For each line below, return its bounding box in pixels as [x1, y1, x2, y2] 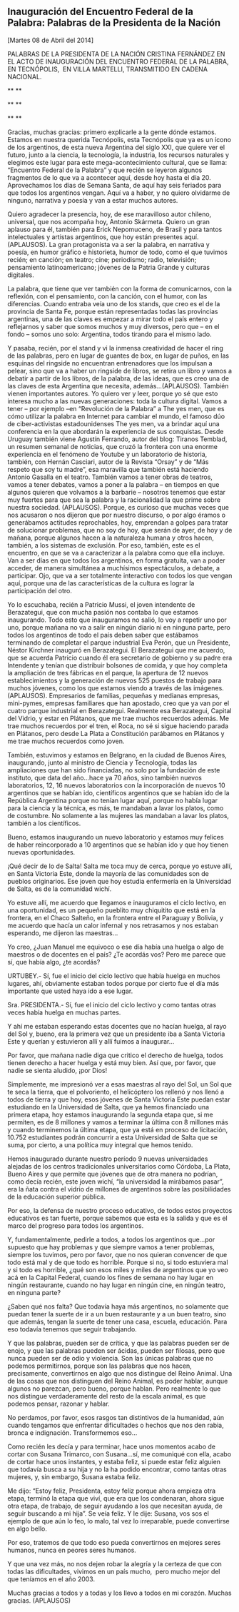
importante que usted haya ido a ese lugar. [7, 987, 133, 995]
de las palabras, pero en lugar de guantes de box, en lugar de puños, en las [7, 351, 230, 360]
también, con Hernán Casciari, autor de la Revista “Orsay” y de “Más [7, 457, 209, 466]
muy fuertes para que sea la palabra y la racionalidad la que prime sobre [7, 495, 221, 504]
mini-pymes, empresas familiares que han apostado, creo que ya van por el [7, 699, 230, 707]
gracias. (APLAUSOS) [7, 1596, 71, 1605]
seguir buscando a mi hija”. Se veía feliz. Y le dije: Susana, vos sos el [7, 1509, 209, 1518]
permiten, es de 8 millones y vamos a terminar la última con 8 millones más [7, 1117, 228, 1127]
